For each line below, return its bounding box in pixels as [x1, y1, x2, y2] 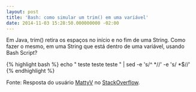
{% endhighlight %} [6, 67, 55, 75]
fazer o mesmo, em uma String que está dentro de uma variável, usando [6, 43, 185, 50]
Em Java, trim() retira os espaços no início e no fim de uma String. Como [6, 37, 186, 44]
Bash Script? [6, 49, 38, 57]
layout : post [6, 8, 39, 15]
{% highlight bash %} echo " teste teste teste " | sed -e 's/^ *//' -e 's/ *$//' [6, 61, 191, 68]
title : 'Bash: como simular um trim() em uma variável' [6, 14, 149, 20]
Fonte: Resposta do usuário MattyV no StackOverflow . [6, 79, 140, 86]
